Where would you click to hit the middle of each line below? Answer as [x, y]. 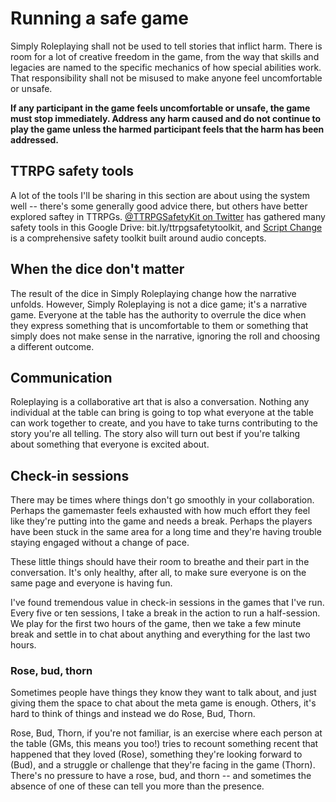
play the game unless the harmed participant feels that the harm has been [167, 129]
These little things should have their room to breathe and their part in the [160, 562]
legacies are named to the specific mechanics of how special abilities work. [166, 67]
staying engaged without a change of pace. [100, 543]
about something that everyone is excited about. [110, 444]
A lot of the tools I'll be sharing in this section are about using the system [160, 195]
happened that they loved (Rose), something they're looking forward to [156, 754]
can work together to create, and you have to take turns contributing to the [164, 423]
